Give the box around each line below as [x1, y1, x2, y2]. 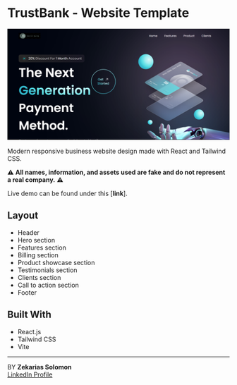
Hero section [17, 236, 55, 244]
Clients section [17, 273, 61, 281]
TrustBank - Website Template [7, 5, 190, 21]
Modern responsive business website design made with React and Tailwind [7, 147, 226, 155]
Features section [17, 243, 67, 252]
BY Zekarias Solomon [7, 362, 72, 371]
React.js [17, 327, 42, 336]
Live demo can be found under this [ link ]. [7, 189, 128, 197]
